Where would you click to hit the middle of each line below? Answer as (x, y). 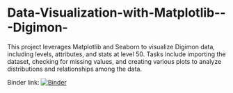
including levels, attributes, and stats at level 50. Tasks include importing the (116, 54)
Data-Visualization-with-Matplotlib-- (116, 13)
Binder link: (23, 82)
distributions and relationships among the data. (75, 69)
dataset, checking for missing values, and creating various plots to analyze (114, 61)
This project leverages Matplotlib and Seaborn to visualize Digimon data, (111, 46)
